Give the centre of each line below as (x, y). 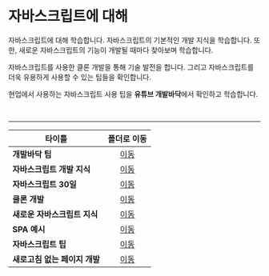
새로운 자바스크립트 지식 (55, 214)
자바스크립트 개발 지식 (51, 169)
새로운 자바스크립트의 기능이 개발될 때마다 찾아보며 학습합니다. (116, 50)
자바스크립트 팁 (39, 244)
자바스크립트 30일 (45, 184)
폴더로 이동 (127, 138)
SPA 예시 (29, 229)
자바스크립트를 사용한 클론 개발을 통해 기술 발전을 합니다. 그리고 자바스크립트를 (131, 67)
